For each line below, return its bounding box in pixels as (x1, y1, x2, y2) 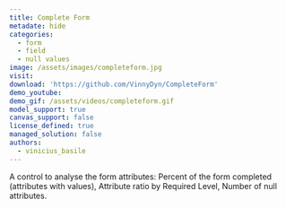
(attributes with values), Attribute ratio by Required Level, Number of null (9, 180, 278, 191)
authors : (9, 138, 42, 147)
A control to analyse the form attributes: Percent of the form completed (9, 171, 272, 182)
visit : (9, 72, 34, 81)
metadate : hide (9, 22, 66, 30)
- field (17, 47, 47, 56)
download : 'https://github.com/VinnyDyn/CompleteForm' (9, 80, 219, 89)
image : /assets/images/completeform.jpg (9, 64, 163, 73)
